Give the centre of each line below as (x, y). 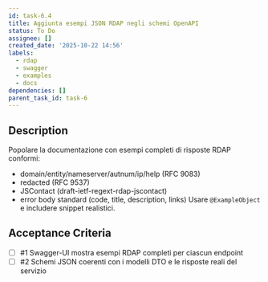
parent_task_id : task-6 (48, 98)
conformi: (24, 158)
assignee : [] (30, 38)
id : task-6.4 (30, 16)
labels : (21, 53)
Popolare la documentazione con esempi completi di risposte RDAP (120, 150)
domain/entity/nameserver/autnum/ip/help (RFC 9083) (110, 174)
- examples (34, 76)
